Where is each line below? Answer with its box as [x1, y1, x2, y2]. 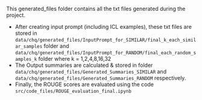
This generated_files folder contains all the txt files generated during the [6, 5, 186, 12]
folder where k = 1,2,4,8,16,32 [38, 55, 112, 62]
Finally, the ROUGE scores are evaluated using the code [14, 81, 154, 88]
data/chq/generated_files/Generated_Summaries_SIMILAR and [14, 68, 167, 75]
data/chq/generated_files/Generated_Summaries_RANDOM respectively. [14, 75, 186, 81]
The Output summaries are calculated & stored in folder [14, 61, 153, 69]
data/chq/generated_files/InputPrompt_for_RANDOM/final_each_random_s [14, 50, 197, 56]
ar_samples [14, 43, 43, 49]
